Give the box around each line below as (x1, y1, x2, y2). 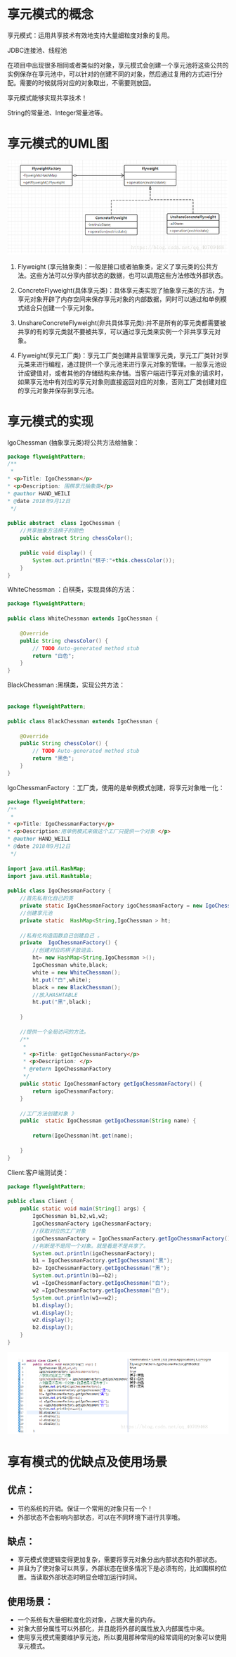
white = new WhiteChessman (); (32, 969, 121, 976)
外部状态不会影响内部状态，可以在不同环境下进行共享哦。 (17, 1513, 184, 1521)
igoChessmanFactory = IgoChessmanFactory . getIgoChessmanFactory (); (32, 1235, 234, 1242)
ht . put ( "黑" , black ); (32, 998, 91, 1006)
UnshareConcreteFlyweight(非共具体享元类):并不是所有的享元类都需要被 (17, 318, 226, 327)
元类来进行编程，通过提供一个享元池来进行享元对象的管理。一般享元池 (17, 360, 221, 368)
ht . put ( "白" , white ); (32, 976, 91, 984)
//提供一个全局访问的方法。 (20, 1028, 89, 1035)
